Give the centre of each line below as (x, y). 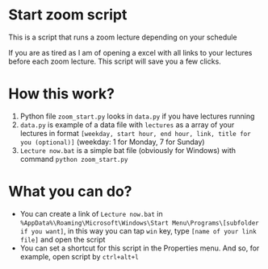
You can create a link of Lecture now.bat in (91, 213)
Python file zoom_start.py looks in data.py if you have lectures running (137, 116)
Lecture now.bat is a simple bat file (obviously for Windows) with (128, 150)
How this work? (62, 94)
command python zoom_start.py (74, 159)
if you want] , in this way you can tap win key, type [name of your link (138, 230)
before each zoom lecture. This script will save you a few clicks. (115, 61)
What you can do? (70, 192)
